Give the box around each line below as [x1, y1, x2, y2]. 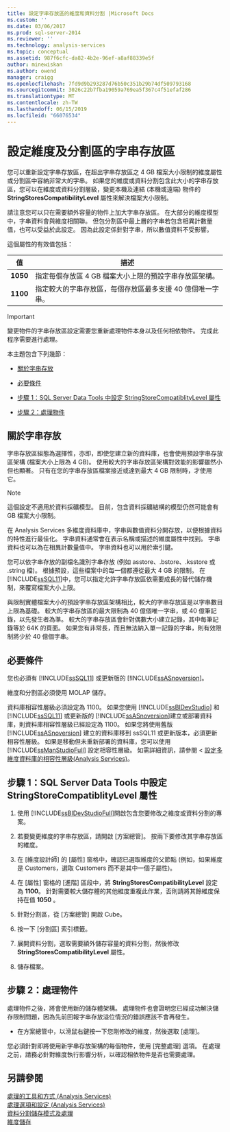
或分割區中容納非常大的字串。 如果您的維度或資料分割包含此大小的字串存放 [7, 176, 219, 185]
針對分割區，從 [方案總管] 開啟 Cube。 [16, 910, 127, 918]
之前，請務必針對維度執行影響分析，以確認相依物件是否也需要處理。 [7, 1050, 199, 1059]
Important [7, 312, 35, 320]
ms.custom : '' [7, 16, 48, 23]
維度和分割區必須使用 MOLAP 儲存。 [7, 689, 110, 697]
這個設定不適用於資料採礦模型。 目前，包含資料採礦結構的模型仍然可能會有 [7, 503, 219, 511]
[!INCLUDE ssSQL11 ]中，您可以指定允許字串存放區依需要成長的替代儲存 [7, 575, 207, 583]
